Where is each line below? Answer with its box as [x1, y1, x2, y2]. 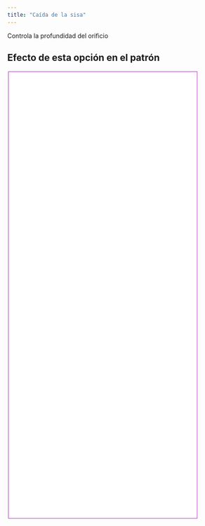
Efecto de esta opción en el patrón [7, 52, 160, 64]
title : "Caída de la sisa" [7, 11, 86, 18]
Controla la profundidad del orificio [7, 32, 109, 40]
